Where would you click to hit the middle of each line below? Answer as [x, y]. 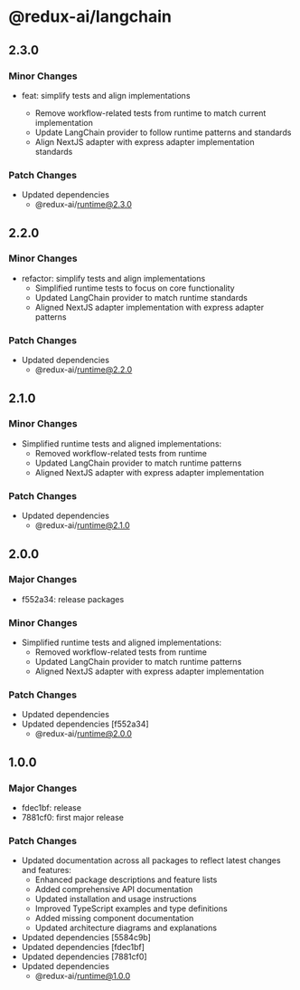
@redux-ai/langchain [90, 17]
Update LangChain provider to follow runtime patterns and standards [163, 132]
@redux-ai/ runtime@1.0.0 [83, 976]
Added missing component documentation [114, 918]
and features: [46, 870]
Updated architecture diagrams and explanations [126, 928]
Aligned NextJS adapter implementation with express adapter [149, 307]
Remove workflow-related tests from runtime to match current [150, 113]
